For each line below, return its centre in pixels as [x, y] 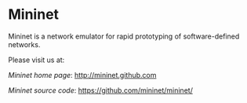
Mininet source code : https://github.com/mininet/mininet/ [101, 90]
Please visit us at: [36, 60]
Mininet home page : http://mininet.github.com [82, 75]
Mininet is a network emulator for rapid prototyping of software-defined [124, 36]
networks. [24, 44]
